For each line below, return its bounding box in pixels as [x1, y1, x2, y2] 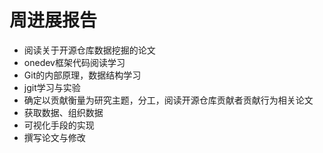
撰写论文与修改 [23, 131, 86, 143]
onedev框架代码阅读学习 [23, 56, 126, 68]
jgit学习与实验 [23, 81, 81, 93]
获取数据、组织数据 [23, 106, 104, 118]
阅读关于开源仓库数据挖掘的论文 [23, 44, 156, 56]
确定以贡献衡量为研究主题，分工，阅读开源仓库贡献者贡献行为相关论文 [23, 94, 314, 106]
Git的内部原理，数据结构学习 [23, 69, 142, 81]
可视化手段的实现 [23, 119, 95, 131]
